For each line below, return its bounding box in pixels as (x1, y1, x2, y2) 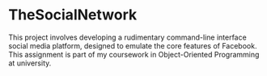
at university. (8, 58, 52, 68)
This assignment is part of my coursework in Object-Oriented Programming (8, 49, 260, 59)
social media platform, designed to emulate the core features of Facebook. (8, 40, 257, 50)
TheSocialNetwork (8, 6, 138, 24)
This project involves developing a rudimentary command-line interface (8, 32, 247, 42)
